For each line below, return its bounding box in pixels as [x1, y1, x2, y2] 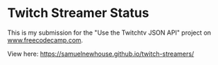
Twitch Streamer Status [7, 5, 149, 21]
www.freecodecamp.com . [7, 35, 84, 44]
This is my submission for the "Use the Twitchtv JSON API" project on [7, 28, 212, 37]
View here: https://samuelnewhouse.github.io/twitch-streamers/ [7, 49, 195, 58]
